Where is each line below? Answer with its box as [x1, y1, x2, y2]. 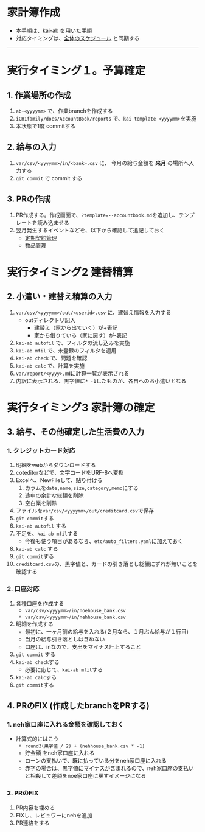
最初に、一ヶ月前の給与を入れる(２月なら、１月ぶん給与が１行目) [24, 627, 189, 635]
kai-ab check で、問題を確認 [15, 354, 88, 362]
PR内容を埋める [15, 804, 55, 811]
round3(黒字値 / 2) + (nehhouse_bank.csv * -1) [24, 743, 145, 749]
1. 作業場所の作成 [7, 89, 71, 100]
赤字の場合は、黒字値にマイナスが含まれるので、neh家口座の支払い [24, 764, 194, 772]
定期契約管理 [24, 234, 57, 241]
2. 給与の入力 [7, 142, 57, 152]
